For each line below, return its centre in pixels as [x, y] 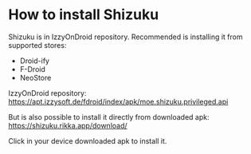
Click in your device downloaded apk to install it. [88, 140]
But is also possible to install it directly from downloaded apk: [109, 116]
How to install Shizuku [84, 15]
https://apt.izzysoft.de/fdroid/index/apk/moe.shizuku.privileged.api [118, 101]
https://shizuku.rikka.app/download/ [68, 125]
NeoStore [35, 77]
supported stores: [37, 45]
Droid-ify [35, 61]
